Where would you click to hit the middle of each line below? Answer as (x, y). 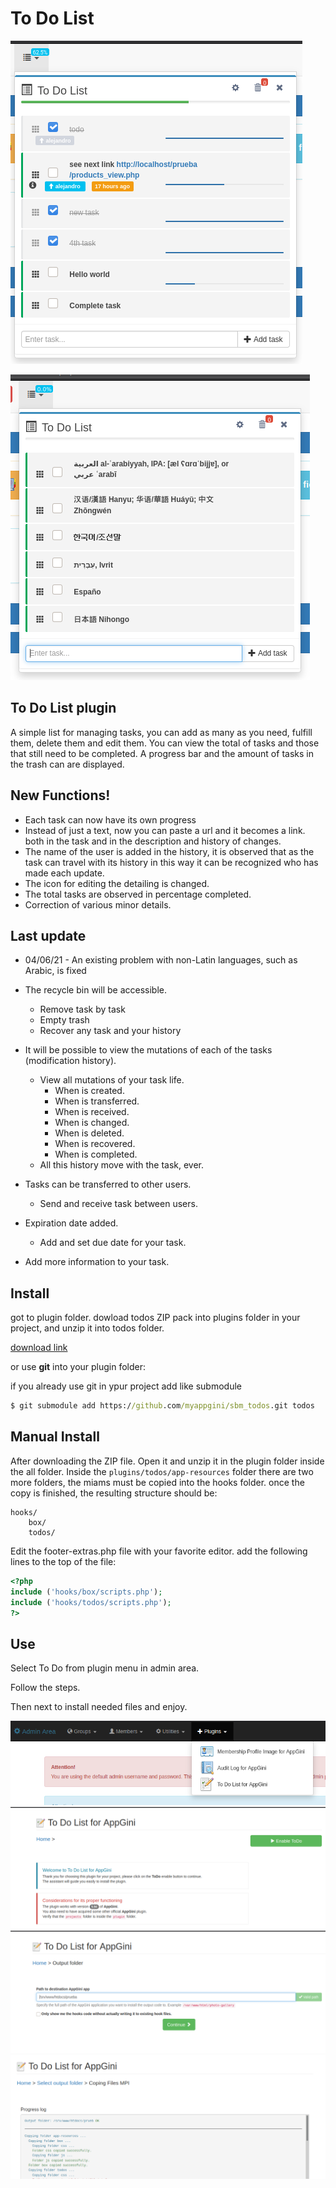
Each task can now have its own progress (110, 819)
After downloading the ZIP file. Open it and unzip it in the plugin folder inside (167, 1461)
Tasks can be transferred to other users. (108, 1184)
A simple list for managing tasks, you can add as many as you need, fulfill (161, 732)
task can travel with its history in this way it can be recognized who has (171, 862)
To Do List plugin (63, 708)
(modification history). (70, 1061)
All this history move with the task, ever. (122, 1165)
